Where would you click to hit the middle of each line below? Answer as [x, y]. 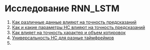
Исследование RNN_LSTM [62, 9]
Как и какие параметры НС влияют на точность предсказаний [78, 27]
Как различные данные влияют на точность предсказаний [74, 22]
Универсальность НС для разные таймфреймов [63, 38]
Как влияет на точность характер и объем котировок [69, 32]
